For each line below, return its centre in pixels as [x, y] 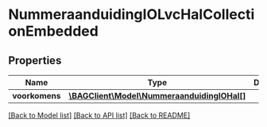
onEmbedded [54, 31]
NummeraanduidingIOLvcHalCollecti [132, 15]
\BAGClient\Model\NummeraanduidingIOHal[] [157, 96]
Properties [35, 60]
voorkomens [37, 96]
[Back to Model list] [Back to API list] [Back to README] [99, 115]
